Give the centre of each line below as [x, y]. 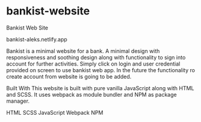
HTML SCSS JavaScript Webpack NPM [55, 112]
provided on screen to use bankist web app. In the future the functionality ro [101, 70]
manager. [18, 101]
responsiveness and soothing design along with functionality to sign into [96, 57]
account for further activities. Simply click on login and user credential [93, 64]
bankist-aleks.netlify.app [37, 39]
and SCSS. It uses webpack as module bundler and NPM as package [91, 94]
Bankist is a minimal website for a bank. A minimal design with [83, 51]
